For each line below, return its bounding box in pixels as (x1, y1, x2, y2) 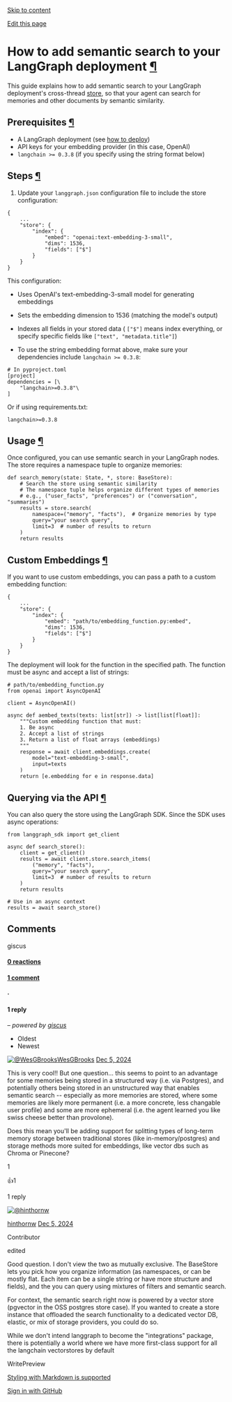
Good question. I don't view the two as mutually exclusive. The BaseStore (7, 1260, 218, 1268)
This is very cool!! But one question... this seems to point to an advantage (7, 1068, 218, 1077)
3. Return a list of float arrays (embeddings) (20, 736, 160, 744)
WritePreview (7, 1360, 46, 1368)
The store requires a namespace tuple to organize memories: (7, 461, 183, 469)
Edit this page (7, 20, 47, 27)
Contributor (7, 1233, 40, 1241)
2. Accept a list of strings (20, 731, 105, 738)
